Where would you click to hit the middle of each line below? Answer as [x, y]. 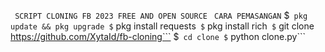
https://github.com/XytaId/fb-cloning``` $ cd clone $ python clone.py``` [158, 36]
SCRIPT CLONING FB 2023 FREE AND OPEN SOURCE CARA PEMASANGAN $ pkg [161, 15]
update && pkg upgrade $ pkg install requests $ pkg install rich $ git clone [162, 26]
